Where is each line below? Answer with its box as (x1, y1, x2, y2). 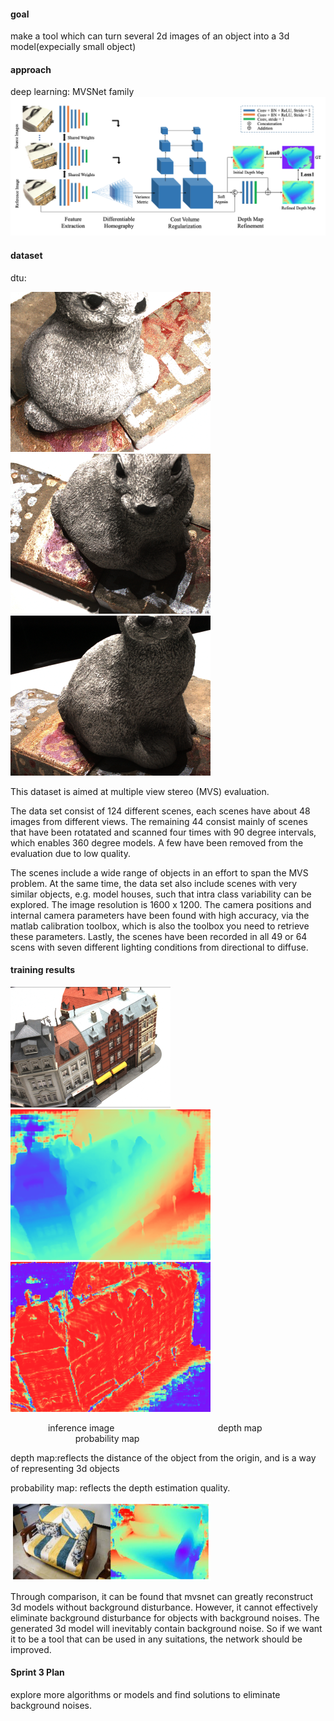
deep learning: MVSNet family (10, 86, 135, 98)
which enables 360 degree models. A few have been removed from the (10, 836, 304, 849)
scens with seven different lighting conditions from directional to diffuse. (10, 941, 309, 953)
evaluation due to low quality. (10, 847, 131, 859)
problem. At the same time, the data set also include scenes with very (10, 877, 298, 889)
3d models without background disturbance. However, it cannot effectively (10, 1601, 318, 1613)
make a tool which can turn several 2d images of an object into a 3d (10, 30, 290, 42)
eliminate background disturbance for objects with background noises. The (10, 1611, 320, 1624)
